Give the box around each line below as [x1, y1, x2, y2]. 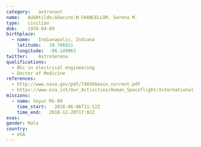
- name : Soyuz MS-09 [11, 98, 63, 104]
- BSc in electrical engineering [11, 64, 95, 71]
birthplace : [6, 31, 36, 37]
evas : [6, 115, 20, 121]
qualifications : [6, 59, 47, 65]
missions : [6, 92, 31, 98]
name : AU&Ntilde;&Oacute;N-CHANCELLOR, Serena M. [6, 14, 138, 20]
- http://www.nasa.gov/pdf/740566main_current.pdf [11, 82, 141, 88]
